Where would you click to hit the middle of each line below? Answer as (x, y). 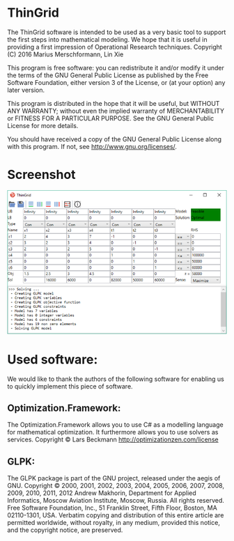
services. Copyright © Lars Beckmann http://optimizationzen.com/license (113, 439)
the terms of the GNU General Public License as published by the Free (108, 75)
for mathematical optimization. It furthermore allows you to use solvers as (113, 432)
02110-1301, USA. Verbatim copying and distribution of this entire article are (116, 515)
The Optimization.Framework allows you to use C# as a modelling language (116, 425)
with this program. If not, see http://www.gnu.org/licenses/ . (92, 146)
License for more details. (43, 125)
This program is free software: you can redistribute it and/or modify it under (116, 68)
